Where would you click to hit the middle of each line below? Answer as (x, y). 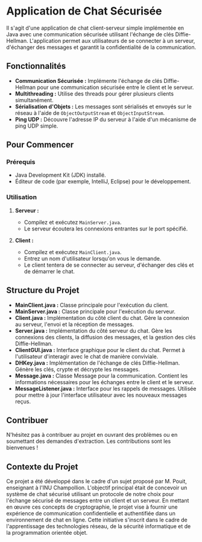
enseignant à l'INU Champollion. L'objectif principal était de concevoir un (97, 488)
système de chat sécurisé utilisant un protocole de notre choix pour (90, 494)
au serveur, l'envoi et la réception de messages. (74, 324)
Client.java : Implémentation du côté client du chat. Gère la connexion (102, 318)
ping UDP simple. (36, 126)
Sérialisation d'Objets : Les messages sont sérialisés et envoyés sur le (103, 106)
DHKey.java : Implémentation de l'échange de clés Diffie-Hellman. (97, 363)
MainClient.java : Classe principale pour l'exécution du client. (92, 305)
